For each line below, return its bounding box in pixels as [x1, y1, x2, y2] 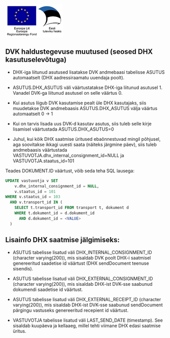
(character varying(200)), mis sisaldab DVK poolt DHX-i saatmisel [12, 255, 151, 261]
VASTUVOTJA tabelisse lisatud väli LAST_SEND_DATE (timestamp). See [12, 317, 163, 323]
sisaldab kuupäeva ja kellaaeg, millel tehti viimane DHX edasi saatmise [12, 322, 161, 329]
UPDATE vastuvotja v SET [5, 178, 58, 183]
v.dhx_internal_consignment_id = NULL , [14, 183, 100, 188]
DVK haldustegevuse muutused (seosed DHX [5, 48, 153, 56]
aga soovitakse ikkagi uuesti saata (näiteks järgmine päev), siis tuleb [12, 141, 157, 147]
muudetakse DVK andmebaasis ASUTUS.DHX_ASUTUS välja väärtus [12, 105, 158, 111]
